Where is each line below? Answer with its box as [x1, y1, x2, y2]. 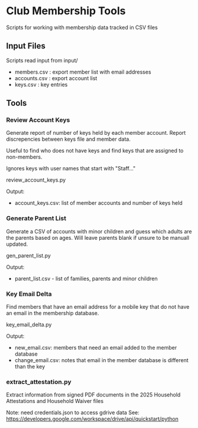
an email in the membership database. [6, 310, 99, 317]
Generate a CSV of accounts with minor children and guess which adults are [6, 227, 192, 235]
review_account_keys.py [6, 176, 66, 183]
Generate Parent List [6, 214, 67, 223]
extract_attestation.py [6, 378, 72, 386]
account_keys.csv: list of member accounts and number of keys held [14, 199, 183, 207]
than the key [14, 363, 46, 370]
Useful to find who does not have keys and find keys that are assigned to [6, 147, 184, 154]
